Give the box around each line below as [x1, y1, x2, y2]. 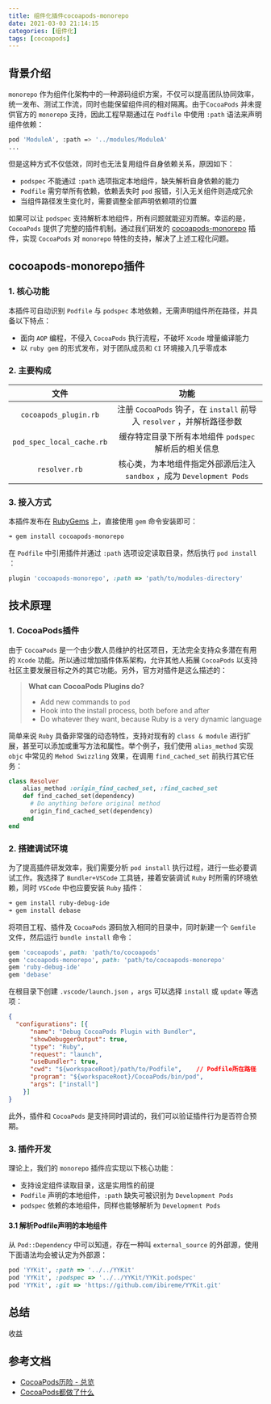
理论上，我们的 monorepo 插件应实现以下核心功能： [8, 1163, 176, 1172]
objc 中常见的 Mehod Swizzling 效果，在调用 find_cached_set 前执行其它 [8, 750, 248, 760]
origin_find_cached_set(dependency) [29, 807, 153, 816]
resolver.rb [37, 464, 83, 473]
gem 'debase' [8, 971, 52, 979]
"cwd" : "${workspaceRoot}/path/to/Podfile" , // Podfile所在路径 [29, 1066, 256, 1074]
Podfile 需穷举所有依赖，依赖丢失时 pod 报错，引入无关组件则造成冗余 [19, 186, 254, 195]
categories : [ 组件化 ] [8, 27, 77, 35]
